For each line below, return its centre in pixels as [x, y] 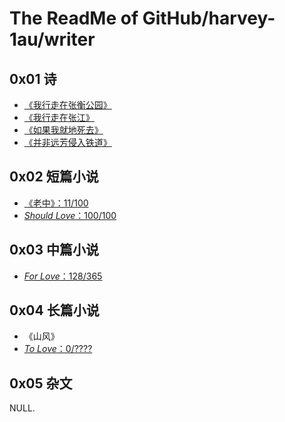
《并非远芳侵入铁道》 [67, 142]
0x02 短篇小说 [54, 177]
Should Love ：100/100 [70, 215]
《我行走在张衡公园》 [67, 105]
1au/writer [52, 39]
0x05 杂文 [41, 383]
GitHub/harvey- [209, 18]
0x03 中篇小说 [54, 250]
